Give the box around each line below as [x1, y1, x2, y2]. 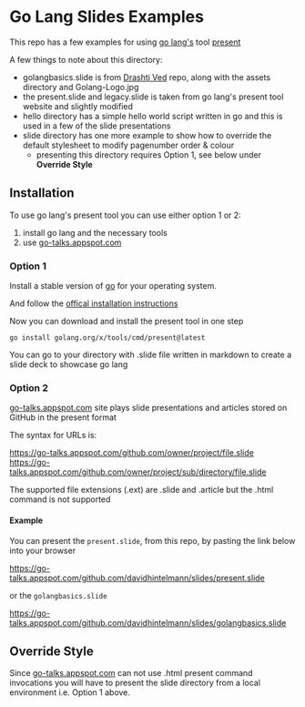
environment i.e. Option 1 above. [9, 687, 130, 698]
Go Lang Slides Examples [9, 6, 205, 27]
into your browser [9, 545, 76, 556]
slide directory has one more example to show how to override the [22, 129, 272, 140]
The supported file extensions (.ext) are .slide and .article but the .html [9, 485, 274, 496]
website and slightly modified [22, 100, 134, 111]
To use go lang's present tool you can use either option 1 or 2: [9, 210, 241, 220]
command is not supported [9, 494, 111, 505]
